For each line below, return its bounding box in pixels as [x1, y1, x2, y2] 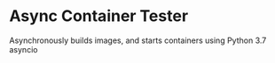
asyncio [9, 44, 38, 54]
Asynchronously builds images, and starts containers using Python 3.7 [9, 35, 267, 45]
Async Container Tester [9, 6, 189, 26]
